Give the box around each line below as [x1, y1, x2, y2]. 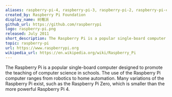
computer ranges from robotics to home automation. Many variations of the [5, 75, 165, 81]
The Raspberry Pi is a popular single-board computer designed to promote [5, 64, 163, 70]
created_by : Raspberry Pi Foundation [5, 12, 86, 17]
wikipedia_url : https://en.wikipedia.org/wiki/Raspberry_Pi [5, 50, 137, 55]
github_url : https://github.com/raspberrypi [5, 21, 102, 27]
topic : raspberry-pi [5, 41, 50, 46]
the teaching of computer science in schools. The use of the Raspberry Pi [5, 69, 161, 76]
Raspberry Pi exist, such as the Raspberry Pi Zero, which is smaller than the [5, 80, 165, 87]
